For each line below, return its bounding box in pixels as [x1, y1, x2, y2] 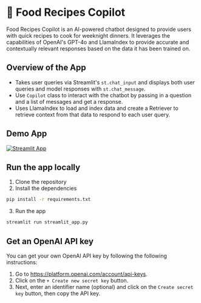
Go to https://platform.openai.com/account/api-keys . [15, 270, 148, 277]
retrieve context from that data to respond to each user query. [15, 111, 171, 118]
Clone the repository [15, 179, 67, 186]
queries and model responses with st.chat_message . [15, 85, 146, 92]
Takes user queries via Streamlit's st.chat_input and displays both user [15, 78, 196, 86]
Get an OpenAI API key [6, 236, 94, 247]
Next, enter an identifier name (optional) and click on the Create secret [15, 283, 194, 290]
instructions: [6, 258, 38, 266]
